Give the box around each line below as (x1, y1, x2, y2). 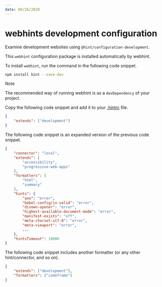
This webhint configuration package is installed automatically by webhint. (5, 53, 151, 59)
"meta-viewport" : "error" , (22, 223, 77, 227)
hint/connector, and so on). (5, 255, 59, 260)
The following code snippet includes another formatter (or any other (5, 250, 141, 256)
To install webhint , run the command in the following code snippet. (5, 62, 137, 68)
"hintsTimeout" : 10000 (14, 236, 59, 241)
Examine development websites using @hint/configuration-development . (5, 44, 150, 50)
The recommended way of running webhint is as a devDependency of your (5, 90, 150, 96)
